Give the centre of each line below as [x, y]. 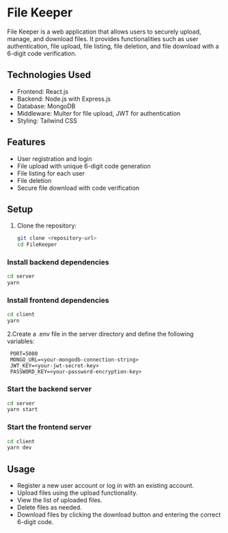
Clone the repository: [47, 226]
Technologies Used [49, 75]
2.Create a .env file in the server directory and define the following [100, 334]
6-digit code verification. [42, 53]
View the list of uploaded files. [59, 500]
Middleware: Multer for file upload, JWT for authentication [99, 113]
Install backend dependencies [58, 262]
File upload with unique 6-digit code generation [84, 166]
